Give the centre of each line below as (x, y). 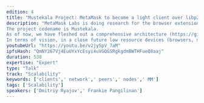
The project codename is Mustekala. (53, 29)
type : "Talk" (23, 68)
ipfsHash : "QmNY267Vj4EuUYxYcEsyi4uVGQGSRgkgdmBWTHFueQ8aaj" (85, 51)
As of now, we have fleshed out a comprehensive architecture (87, 35)
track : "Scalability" (34, 74)
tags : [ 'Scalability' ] (35, 85)
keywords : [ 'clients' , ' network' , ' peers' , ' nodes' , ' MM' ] (83, 79)
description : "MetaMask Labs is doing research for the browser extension (103, 23)
